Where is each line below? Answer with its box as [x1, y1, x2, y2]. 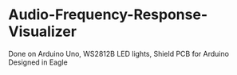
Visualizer [8, 22, 77, 41]
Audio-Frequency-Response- [8, 6, 208, 24]
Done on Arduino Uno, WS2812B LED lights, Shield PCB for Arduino [8, 49, 230, 58]
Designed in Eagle [8, 57, 68, 67]
